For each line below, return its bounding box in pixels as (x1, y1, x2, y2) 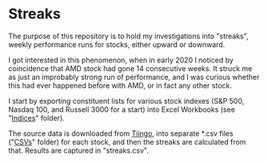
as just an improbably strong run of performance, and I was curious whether (8, 72, 260, 81)
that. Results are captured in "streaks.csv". (8, 145, 150, 155)
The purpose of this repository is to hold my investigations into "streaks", (8, 31, 249, 41)
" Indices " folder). (8, 113, 66, 122)
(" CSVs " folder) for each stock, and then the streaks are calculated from (8, 137, 246, 146)
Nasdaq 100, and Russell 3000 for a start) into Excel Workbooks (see (8, 105, 236, 114)
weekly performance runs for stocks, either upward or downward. (8, 39, 226, 49)
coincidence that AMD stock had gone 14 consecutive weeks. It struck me (8, 63, 253, 73)
